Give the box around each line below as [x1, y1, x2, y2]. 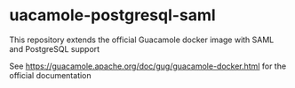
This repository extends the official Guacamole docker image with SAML [9, 34, 275, 45]
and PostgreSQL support [9, 43, 100, 54]
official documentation [9, 70, 92, 80]
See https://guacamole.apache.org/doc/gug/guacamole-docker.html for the [9, 61, 287, 71]
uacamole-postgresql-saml [9, 5, 216, 26]
